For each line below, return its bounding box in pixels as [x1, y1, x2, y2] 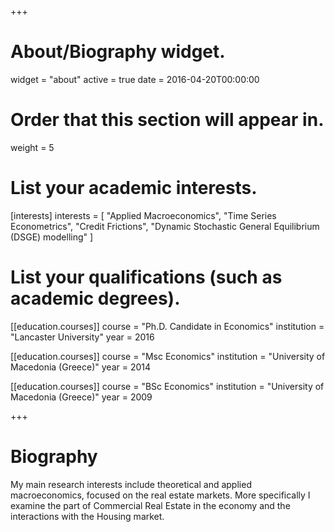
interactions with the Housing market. [10, 510, 165, 522]
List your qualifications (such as [10, 266, 283, 288]
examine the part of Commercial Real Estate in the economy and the [10, 499, 291, 511]
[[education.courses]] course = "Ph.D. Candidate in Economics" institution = [10, 320, 325, 332]
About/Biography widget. [10, 41, 226, 63]
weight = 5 [10, 141, 55, 153]
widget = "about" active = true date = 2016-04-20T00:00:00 [10, 73, 260, 85]
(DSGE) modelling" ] [10, 231, 94, 243]
